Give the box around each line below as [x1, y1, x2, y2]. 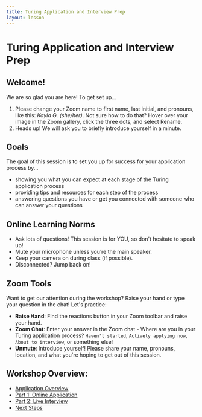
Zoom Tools [6, 279, 52, 289]
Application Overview [14, 384, 69, 392]
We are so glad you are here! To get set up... [6, 93, 116, 100]
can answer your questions [14, 202, 83, 209]
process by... [6, 164, 39, 172]
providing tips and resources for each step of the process [14, 189, 159, 196]
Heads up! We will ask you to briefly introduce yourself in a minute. [14, 124, 182, 132]
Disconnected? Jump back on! [14, 261, 91, 268]
